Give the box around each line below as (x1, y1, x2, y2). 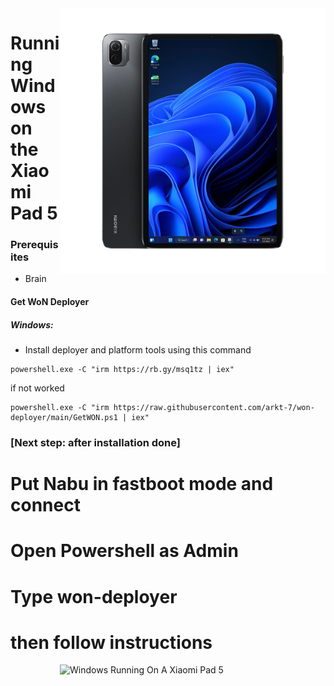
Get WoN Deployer (10, 296, 90, 308)
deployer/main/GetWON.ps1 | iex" (10, 413, 150, 423)
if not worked (10, 382, 65, 394)
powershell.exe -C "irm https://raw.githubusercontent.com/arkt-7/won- (10, 403, 315, 413)
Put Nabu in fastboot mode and (10, 473, 274, 496)
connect (10, 494, 81, 517)
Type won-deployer (10, 585, 178, 608)
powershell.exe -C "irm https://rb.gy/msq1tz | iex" (10, 365, 235, 375)
